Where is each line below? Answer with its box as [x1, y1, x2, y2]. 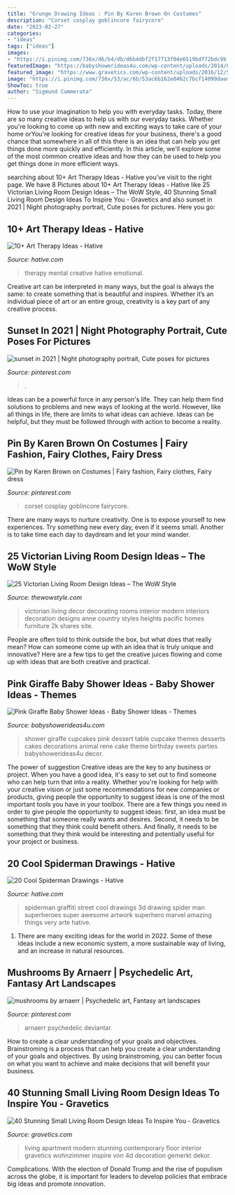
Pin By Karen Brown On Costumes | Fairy [7, 438, 188, 450]
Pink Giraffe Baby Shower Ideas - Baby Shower [7, 678, 215, 690]
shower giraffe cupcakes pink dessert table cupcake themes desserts [24, 735, 226, 743]
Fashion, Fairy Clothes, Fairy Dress [7, 448, 163, 460]
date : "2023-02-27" [7, 23, 64, 30]
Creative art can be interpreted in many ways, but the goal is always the [7, 282, 215, 290]
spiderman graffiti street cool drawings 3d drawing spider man [24, 903, 205, 912]
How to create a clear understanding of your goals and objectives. [7, 1037, 198, 1045]
